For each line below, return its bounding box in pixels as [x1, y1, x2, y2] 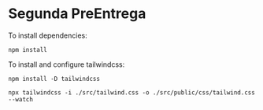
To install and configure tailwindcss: [8, 60, 125, 69]
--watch [8, 95, 34, 103]
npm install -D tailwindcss [8, 75, 101, 82]
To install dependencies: [8, 31, 88, 40]
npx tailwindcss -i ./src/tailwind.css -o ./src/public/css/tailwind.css [8, 88, 256, 97]
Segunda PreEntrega [8, 5, 146, 23]
